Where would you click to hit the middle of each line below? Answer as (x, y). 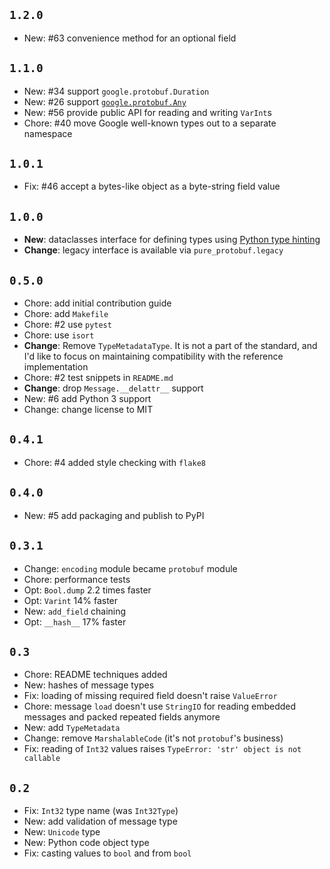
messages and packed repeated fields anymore (122, 717)
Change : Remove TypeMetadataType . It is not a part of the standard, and (170, 346)
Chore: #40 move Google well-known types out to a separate (150, 123)
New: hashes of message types (89, 685)
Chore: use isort (59, 335)
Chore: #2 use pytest (67, 325)
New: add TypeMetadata (72, 728)
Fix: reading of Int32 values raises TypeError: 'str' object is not (162, 749)
